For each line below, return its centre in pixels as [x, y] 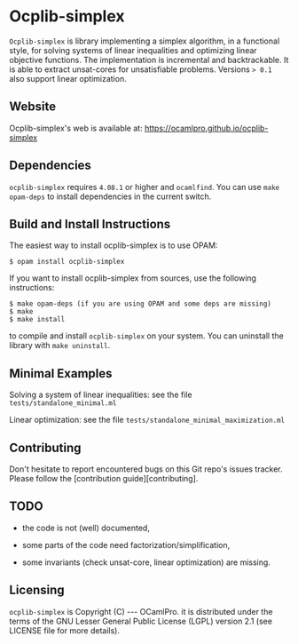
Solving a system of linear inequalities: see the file [101, 395]
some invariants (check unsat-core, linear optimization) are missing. [146, 562]
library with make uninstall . [60, 346]
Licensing [37, 590]
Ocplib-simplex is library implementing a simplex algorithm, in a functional [145, 41]
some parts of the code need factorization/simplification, [126, 545]
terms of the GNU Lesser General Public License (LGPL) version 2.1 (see [141, 621]
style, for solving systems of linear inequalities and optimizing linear [133, 50]
